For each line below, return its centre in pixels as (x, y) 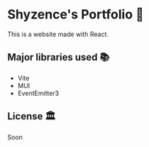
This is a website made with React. (58, 34)
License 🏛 (32, 116)
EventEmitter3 (38, 93)
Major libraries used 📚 (59, 57)
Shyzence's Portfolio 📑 (76, 15)
